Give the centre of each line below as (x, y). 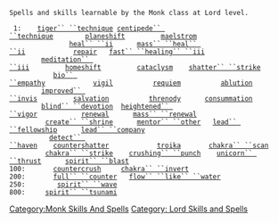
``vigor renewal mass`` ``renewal (103, 114)
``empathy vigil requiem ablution (131, 83)
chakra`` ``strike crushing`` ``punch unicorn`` (149, 153)
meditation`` (65, 60)
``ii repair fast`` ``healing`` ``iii (107, 52)
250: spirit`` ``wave (63, 185)
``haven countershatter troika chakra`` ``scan (139, 145)
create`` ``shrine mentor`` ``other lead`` (141, 122)
